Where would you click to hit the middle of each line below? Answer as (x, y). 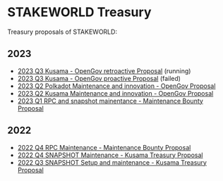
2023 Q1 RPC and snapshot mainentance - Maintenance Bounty (110, 101)
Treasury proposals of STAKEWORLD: (62, 32)
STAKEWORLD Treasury (79, 12)
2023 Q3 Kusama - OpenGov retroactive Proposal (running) (104, 70)
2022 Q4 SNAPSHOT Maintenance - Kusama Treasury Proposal (110, 155)
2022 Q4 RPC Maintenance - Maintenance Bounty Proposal (104, 147)
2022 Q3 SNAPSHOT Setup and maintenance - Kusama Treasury (112, 162)
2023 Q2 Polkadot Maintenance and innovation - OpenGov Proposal (116, 86)
